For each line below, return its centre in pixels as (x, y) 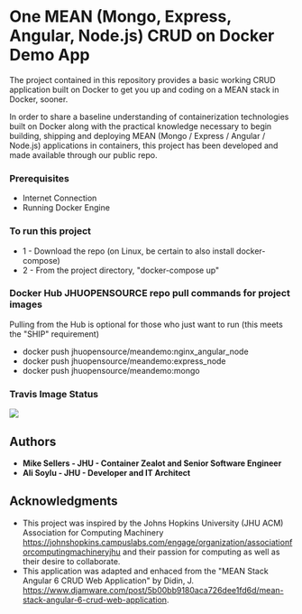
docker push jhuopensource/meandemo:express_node (124, 361)
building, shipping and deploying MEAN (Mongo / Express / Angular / (137, 135)
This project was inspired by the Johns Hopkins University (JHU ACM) (153, 523)
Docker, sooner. (39, 99)
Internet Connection (59, 198)
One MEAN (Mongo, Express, (120, 17)
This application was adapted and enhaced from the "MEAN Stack (145, 571)
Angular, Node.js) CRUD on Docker (142, 36)
